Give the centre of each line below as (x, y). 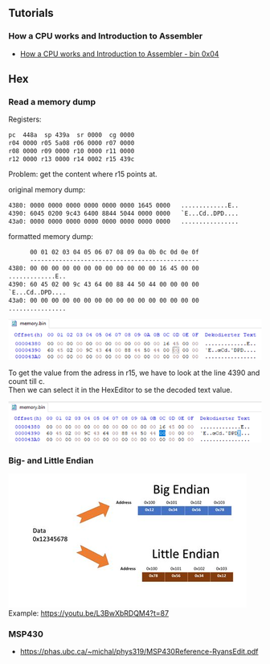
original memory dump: (47, 190)
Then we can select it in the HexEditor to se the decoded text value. (121, 390)
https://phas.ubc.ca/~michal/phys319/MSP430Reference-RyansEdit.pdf (139, 652)
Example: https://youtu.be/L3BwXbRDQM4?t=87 (89, 613)
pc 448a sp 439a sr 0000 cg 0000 (72, 135)
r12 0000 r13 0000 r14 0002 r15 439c (72, 159)
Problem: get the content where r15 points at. (83, 174)
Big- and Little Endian (51, 460)
